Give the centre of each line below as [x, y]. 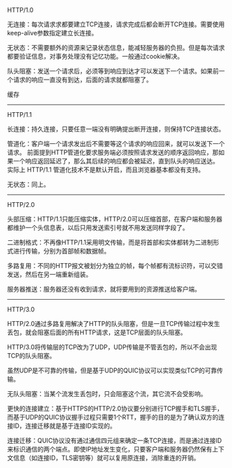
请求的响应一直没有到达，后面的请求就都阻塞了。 [83, 80]
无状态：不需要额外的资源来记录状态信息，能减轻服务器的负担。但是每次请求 [116, 47]
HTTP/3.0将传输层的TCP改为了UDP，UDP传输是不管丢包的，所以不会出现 [112, 347]
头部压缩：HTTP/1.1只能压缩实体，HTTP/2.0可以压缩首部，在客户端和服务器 [115, 219]
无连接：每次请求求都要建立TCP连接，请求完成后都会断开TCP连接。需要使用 [116, 24]
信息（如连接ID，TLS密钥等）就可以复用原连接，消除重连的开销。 [106, 458]
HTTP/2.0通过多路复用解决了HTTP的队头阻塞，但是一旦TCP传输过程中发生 [114, 324]
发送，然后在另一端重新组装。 [49, 274]
